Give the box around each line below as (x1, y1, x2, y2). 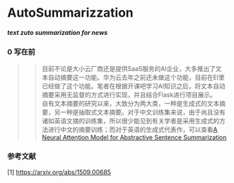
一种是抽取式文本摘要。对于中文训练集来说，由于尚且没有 (60, 108, 226, 116)
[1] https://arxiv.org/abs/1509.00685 (7, 168, 112, 176)
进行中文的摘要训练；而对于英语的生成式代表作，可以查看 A (47, 125, 218, 134)
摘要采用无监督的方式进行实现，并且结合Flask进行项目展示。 (41, 90, 217, 99)
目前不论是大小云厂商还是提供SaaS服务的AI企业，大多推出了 (41, 64, 216, 72)
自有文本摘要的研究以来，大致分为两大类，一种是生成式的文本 (41, 99, 220, 107)
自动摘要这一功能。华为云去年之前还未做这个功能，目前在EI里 (47, 73, 225, 81)
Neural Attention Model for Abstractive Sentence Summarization (41, 133, 227, 141)
